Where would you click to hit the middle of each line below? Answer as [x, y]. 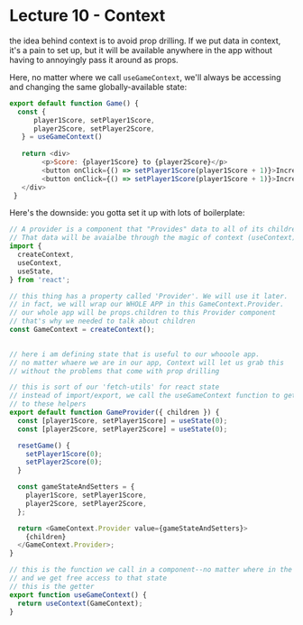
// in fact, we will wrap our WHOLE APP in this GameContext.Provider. [147, 304]
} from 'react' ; [40, 280]
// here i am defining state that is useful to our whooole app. [134, 354]
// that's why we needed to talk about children [102, 321]
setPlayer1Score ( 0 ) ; [64, 454]
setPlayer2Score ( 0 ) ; [64, 462]
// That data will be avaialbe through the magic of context [127, 238]
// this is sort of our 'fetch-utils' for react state [115, 387]
